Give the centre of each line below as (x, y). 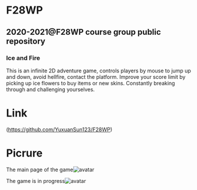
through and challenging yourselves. (50, 89)
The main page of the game (40, 169)
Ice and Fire (23, 58)
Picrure (24, 153)
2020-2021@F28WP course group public (83, 32)
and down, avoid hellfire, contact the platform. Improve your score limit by (96, 76)
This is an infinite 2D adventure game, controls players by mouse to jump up (99, 71)
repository (26, 41)
